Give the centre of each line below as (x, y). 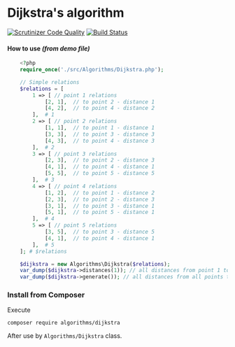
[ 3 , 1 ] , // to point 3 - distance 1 (100, 206)
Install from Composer (46, 295)
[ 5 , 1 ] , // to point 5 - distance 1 (100, 212)
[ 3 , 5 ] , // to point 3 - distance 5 (100, 232)
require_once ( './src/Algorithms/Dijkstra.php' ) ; (92, 70)
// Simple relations (50, 82)
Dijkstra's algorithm (66, 13)
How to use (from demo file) (49, 48)
